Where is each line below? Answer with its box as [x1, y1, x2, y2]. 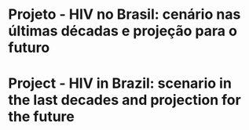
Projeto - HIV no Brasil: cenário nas [8, 5, 241, 23]
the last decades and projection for [8, 92, 241, 109]
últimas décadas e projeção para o [8, 22, 238, 40]
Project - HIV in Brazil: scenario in [8, 74, 232, 92]
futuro [8, 39, 50, 56]
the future [8, 108, 75, 126]
